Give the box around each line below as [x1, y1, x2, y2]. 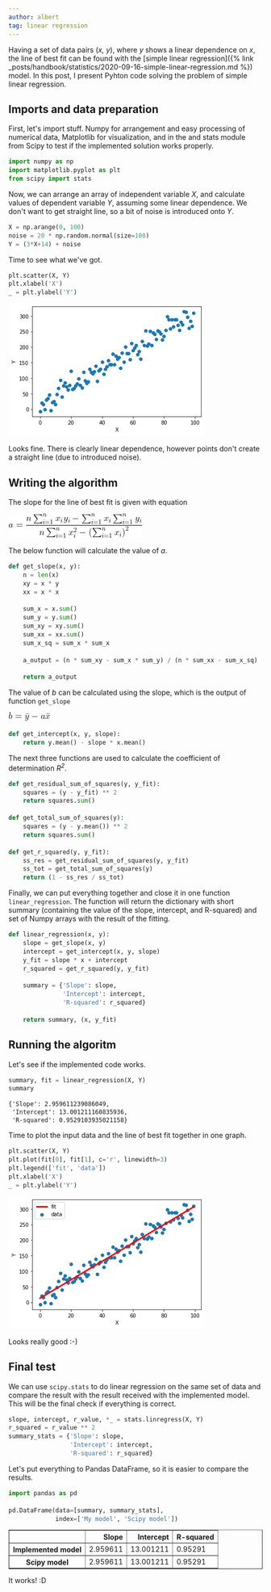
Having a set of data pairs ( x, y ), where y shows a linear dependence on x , [8, 44, 256, 54]
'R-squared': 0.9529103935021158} [11, 1116, 128, 1124]
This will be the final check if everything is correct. [8, 1398, 177, 1409]
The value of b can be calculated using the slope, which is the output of [8, 687, 247, 698]
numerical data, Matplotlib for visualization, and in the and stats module [8, 132, 246, 142]
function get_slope [8, 696, 71, 706]
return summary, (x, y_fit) [23, 1015, 117, 1023]
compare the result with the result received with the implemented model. [8, 1390, 250, 1400]
